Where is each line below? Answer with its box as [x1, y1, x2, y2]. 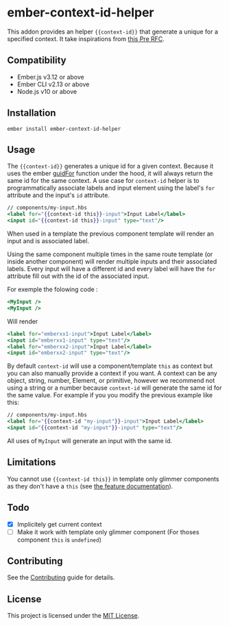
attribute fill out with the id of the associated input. [7, 272, 149, 280]
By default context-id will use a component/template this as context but [7, 362, 213, 371]
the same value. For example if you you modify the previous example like [7, 391, 213, 399]
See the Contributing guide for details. [7, 573, 115, 581]
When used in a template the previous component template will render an [7, 229, 215, 238]
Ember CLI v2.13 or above [16, 80, 90, 88]
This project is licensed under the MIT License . [7, 612, 140, 620]
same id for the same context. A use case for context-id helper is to [7, 177, 200, 185]
